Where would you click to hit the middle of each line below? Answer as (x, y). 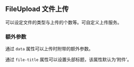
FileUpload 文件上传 (37, 9)
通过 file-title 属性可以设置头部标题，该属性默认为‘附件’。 (69, 59)
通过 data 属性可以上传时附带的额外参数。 (49, 49)
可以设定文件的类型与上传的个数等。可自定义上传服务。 (63, 22)
